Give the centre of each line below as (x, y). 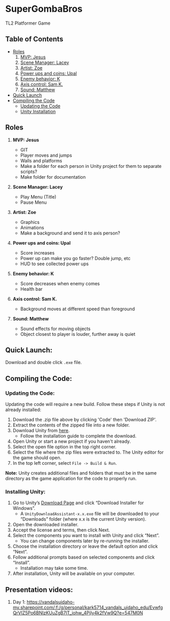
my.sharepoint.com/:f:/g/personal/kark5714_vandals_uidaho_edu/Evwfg (88, 608)
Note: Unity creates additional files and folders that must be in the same (81, 473)
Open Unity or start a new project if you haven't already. (72, 441)
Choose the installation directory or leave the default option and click (85, 546)
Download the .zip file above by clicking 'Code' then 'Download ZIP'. (84, 420)
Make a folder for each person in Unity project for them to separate (91, 166)
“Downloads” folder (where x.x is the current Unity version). (83, 519)
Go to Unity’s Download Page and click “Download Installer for (78, 503)
